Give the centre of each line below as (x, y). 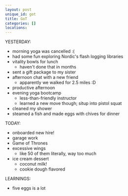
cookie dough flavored (42, 169)
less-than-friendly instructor (48, 98)
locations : (16, 28)
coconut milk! (33, 164)
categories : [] (21, 23)
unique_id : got (21, 14)
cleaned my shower (32, 109)
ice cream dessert (30, 159)
